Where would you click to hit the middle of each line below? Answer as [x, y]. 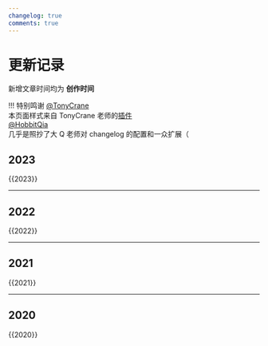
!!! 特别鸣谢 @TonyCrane [49, 105]
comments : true [33, 23]
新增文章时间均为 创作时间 [51, 89]
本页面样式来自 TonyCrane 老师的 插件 [70, 116]
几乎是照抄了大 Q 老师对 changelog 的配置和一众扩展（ [99, 134]
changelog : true [35, 16]
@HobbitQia [28, 125]
